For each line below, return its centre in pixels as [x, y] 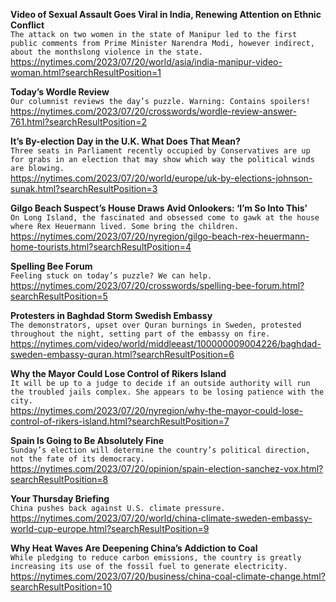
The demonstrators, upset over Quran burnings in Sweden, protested [156, 325]
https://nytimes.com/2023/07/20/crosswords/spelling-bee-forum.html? [157, 285]
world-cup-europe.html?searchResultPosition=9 [110, 528]
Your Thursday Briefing [60, 498]
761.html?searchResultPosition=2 [78, 122]
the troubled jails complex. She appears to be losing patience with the [167, 392]
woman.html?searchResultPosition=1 [86, 72]
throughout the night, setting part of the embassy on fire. [140, 334]
